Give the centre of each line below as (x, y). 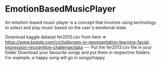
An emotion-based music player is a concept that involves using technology (80, 22)
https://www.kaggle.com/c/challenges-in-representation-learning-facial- (78, 42)
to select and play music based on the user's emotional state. (66, 27)
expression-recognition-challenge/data (44, 47)
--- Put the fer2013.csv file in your (118, 47)
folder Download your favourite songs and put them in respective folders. (78, 52)
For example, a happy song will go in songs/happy (55, 57)
